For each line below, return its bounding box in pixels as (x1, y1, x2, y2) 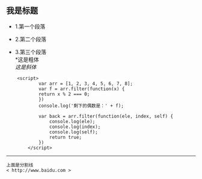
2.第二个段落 (14, 35, 47, 43)
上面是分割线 (6, 162, 34, 168)
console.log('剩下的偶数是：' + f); (38, 103, 124, 109)
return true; (49, 134, 82, 140)
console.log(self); (49, 129, 98, 135)
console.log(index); (49, 124, 101, 130)
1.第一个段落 (14, 23, 46, 30)
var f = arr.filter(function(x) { (38, 86, 125, 92)
